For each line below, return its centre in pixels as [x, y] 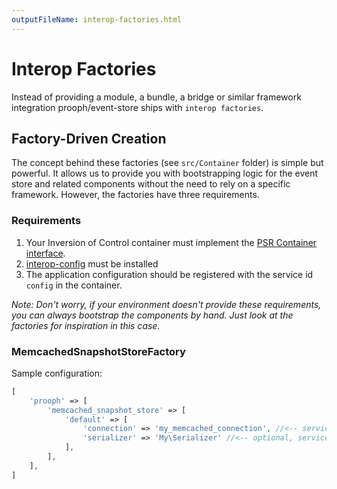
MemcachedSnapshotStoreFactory [98, 351]
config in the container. [74, 285]
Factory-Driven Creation [89, 138]
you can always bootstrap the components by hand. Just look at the [152, 315]
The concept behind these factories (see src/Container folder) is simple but [167, 163]
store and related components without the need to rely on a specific [151, 184]
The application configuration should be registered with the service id [169, 274]
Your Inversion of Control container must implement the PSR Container [171, 242]
